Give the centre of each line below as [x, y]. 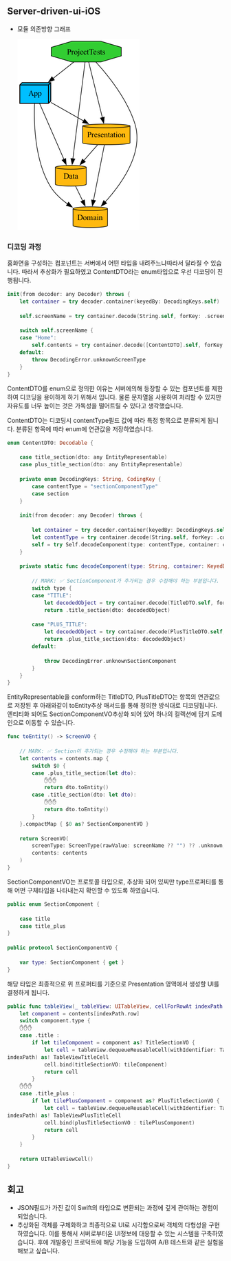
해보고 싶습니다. [38, 1251]
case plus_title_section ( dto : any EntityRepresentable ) [101, 465]
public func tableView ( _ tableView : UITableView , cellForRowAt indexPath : [117, 1006]
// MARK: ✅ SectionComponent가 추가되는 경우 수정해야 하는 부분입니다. [126, 581]
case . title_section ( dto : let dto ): [84, 795]
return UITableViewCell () [57, 1159]
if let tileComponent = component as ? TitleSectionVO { [113, 1043]
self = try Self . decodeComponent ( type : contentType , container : [126, 544]
